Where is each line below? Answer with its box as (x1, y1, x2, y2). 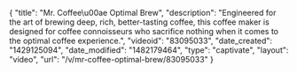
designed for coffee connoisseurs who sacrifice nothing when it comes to (9, 26, 279, 36)
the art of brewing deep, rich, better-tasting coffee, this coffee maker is (9, 17, 270, 27)
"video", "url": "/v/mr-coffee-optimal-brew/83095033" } (9, 55, 215, 64)
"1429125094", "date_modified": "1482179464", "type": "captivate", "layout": (9, 45, 289, 55)
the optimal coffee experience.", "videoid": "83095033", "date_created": (9, 35, 273, 46)
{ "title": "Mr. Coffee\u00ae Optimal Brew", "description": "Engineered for (9, 8, 277, 18)
